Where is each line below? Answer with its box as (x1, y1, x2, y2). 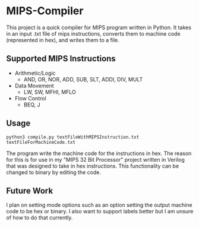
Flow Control (14, 94, 46, 102)
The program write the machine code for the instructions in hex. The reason (6, 150, 192, 157)
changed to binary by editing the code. (6, 168, 101, 176)
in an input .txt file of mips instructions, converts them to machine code (6, 30, 181, 37)
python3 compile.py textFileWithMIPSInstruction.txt (6, 134, 140, 140)
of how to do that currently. (6, 214, 73, 221)
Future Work (6, 185, 53, 196)
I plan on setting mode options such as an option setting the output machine (6, 201, 192, 209)
